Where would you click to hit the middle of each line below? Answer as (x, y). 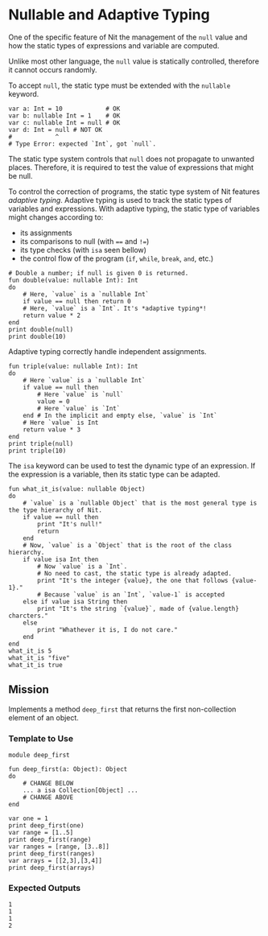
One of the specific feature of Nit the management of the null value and (128, 37)
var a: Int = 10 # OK (64, 109)
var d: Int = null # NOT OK (56, 130)
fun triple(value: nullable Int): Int (73, 366)
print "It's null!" (70, 524)
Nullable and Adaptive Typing (109, 15)
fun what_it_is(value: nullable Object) (77, 489)
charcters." (28, 616)
